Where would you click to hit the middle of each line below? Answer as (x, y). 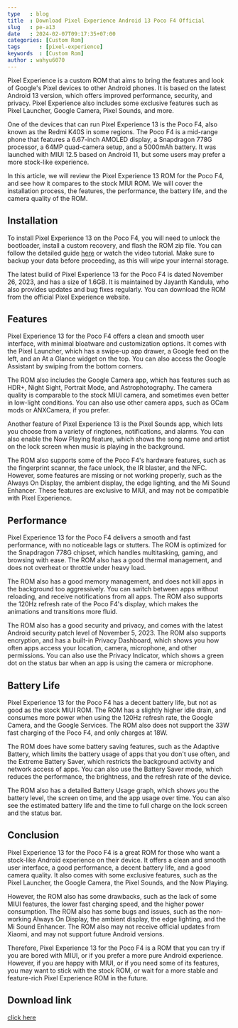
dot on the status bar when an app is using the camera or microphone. (110, 663)
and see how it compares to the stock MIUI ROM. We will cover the (105, 183)
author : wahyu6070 (36, 60)
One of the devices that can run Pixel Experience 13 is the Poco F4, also (113, 124)
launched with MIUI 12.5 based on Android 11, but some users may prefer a (117, 154)
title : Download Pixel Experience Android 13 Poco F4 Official (106, 21)
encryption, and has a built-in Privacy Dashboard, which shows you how (113, 640)
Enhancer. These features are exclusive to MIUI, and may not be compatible (118, 491)
